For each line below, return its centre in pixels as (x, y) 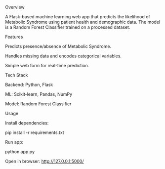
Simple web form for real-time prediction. (47, 65)
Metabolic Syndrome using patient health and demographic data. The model (83, 22)
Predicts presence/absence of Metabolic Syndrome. (58, 46)
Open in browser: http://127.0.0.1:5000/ (44, 161)
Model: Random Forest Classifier (38, 104)
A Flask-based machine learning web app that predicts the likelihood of (78, 17)
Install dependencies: (27, 123)
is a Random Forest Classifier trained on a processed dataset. (68, 27)
